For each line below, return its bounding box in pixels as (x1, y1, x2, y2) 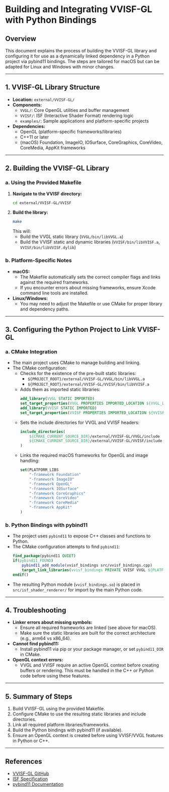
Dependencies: (12, 123, 45, 129)
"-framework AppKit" (29, 505, 72, 510)
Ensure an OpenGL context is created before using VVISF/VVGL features (12, 733, 163, 739)
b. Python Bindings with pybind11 (5, 521, 88, 528)
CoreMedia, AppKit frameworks (20, 145, 86, 151)
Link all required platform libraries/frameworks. (12, 722, 110, 728)
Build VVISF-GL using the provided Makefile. (12, 706, 106, 712)
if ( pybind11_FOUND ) (12, 558, 54, 563)
